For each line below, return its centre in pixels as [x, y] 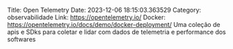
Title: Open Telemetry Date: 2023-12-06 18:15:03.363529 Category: [104, 10]
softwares [22, 39]
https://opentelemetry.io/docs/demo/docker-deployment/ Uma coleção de [114, 24]
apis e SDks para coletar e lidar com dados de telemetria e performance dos [116, 32]
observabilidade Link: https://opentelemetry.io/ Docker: [86, 17]
